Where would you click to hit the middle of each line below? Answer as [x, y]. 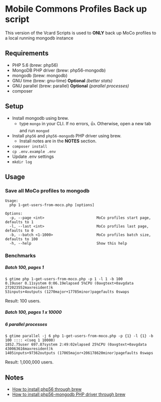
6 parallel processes [26, 325]
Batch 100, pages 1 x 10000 [33, 312]
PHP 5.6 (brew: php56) [35, 65]
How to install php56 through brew [47, 389]
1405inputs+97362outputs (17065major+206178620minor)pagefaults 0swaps [79, 353]
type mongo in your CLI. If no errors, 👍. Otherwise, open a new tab [85, 123]
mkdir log [22, 162]
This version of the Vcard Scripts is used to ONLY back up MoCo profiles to [81, 33]
